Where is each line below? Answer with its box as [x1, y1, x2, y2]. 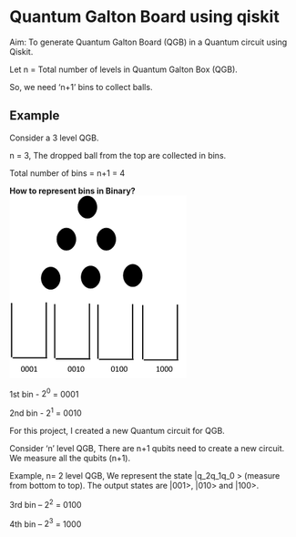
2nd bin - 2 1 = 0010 [9, 406, 82, 418]
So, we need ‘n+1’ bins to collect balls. [9, 81, 153, 92]
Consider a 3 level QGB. [9, 132, 99, 143]
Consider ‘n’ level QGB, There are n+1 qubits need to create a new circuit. [9, 443, 285, 454]
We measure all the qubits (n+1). [9, 453, 131, 464]
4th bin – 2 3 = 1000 [9, 517, 82, 530]
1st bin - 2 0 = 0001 [9, 387, 79, 399]
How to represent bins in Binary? [9, 185, 136, 196]
